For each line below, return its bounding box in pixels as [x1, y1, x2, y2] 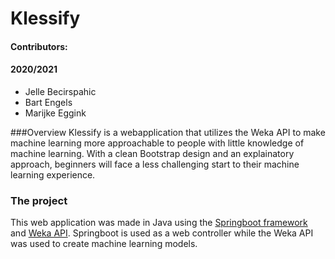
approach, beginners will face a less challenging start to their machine [10, 158, 300, 170]
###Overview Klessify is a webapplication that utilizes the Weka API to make [10, 126, 326, 138]
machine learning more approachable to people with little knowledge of [10, 137, 305, 149]
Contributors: [10, 40, 68, 52]
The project [10, 193, 68, 207]
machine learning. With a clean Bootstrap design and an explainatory [10, 147, 295, 159]
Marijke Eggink [24, 107, 87, 119]
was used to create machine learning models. [10, 238, 198, 250]
